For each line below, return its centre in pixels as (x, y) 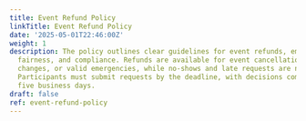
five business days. (56, 86)
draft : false (34, 94)
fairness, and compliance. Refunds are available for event (134, 60)
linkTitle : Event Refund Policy (71, 26)
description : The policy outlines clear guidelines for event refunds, (148, 52)
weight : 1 (28, 43)
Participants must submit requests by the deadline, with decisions (150, 77)
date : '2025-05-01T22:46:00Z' (67, 35)
